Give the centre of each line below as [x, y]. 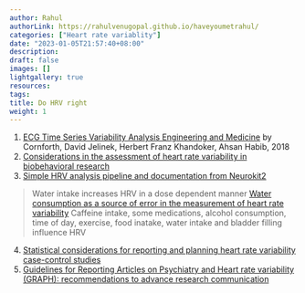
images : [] [30, 69]
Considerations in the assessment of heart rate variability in [135, 157]
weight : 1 [28, 111]
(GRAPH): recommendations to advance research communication [146, 279]
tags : [20, 94]
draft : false [34, 60]
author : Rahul [37, 18]
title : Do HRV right [49, 103]
